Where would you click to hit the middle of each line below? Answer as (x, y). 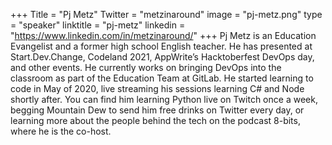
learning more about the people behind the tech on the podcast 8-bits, (155, 120)
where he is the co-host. (61, 131)
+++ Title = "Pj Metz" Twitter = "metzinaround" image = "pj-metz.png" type (166, 14)
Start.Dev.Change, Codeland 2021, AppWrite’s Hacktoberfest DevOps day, (162, 57)
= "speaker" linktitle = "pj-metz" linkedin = (98, 25)
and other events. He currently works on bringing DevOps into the (146, 67)
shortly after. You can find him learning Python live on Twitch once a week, (164, 99)
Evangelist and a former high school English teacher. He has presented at (161, 46)
